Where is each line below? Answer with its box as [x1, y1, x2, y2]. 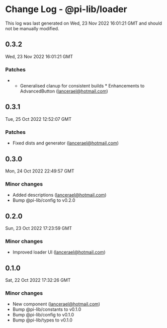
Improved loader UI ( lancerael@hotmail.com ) [12, 249, 106, 255]
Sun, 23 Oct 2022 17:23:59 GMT [5, 225, 72, 231]
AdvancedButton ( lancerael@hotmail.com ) [20, 88, 108, 94]
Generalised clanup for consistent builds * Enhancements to [20, 83, 145, 89]
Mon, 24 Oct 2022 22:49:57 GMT [5, 168, 74, 174]
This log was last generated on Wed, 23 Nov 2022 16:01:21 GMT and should [5, 20, 162, 26]
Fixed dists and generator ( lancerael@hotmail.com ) [12, 140, 119, 146]
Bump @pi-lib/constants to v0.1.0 [12, 306, 81, 312]
